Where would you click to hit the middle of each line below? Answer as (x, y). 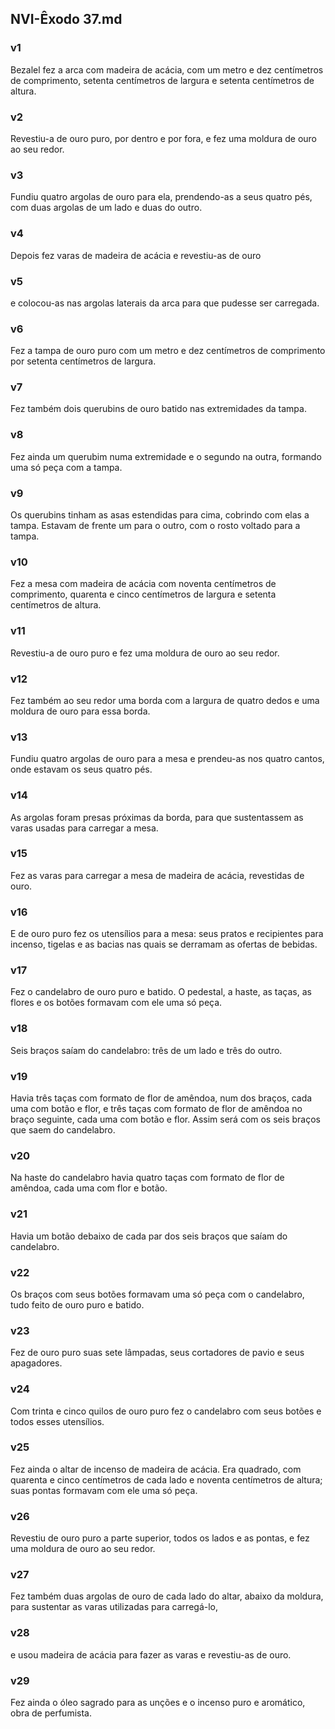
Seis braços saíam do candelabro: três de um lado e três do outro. (146, 1050)
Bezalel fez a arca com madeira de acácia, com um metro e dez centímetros (167, 69)
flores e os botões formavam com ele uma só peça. (116, 1003)
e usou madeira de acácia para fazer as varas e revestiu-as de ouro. (151, 1654)
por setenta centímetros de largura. (83, 361)
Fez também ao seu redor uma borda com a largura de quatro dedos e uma (165, 700)
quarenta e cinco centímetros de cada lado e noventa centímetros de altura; (166, 1479)
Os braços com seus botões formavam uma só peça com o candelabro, (157, 1294)
